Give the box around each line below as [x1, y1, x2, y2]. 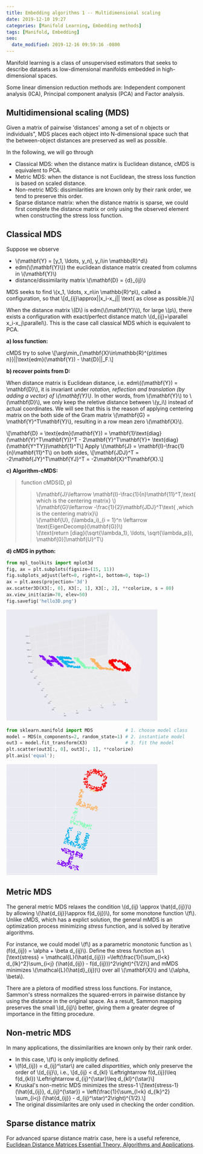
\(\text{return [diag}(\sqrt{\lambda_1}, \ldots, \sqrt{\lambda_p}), [36, 529, 193, 536]
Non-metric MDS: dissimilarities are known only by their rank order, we [14, 185, 192, 193]
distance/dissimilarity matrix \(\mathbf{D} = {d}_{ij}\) [14, 276, 146, 284]
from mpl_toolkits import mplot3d [6, 559, 94, 566]
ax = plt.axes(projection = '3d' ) [6, 579, 88, 585]
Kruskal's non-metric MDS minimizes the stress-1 [14, 1081, 138, 1089]
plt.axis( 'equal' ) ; [6, 753, 56, 759]
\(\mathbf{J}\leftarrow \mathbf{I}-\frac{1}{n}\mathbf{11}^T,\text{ [36, 490, 196, 498]
